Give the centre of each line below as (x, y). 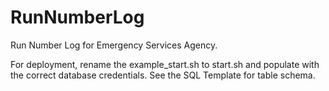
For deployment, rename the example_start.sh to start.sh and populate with (165, 64)
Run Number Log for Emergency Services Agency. (114, 45)
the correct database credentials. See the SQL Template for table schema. (163, 75)
